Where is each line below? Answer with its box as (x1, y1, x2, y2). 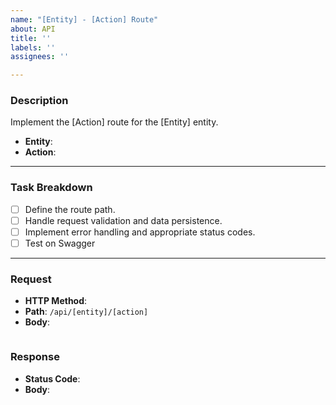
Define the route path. (24, 203, 116, 215)
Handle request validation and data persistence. (24, 214, 223, 226)
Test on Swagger (24, 237, 96, 249)
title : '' (10, 33, 52, 43)
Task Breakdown (10, 181, 93, 195)
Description (10, 94, 69, 108)
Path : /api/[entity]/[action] (24, 306, 149, 318)
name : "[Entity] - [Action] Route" (10, 14, 159, 25)
